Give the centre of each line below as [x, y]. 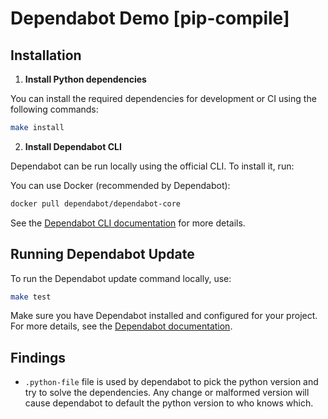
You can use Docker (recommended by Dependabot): [120, 185]
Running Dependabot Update [102, 254]
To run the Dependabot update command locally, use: [121, 278]
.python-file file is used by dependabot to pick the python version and [171, 382]
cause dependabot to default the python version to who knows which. [169, 403]
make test [31, 297]
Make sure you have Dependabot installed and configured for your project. [164, 316]
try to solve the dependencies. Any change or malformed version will [167, 393]
